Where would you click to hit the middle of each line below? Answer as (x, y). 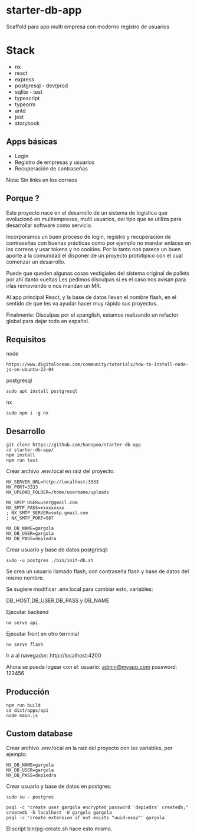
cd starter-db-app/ (30, 450)
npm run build (24, 705)
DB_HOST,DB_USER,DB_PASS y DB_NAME (58, 601)
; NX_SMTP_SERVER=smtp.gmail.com (47, 513)
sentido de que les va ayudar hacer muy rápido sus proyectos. (82, 303)
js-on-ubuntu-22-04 (30, 370)
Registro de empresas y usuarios (55, 162)
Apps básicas (32, 142)
